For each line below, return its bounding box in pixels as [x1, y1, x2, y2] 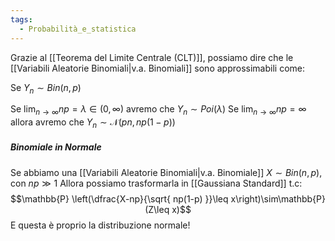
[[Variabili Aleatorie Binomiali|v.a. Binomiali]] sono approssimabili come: [10, 62, 305, 74]
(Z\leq [144, 203, 170, 215]
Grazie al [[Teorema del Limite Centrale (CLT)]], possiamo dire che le [10, 51, 294, 63]
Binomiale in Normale [10, 141, 102, 153]
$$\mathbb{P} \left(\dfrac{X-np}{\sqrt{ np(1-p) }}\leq [10, 192, 229, 205]
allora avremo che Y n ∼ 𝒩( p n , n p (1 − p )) [10, 116, 176, 130]
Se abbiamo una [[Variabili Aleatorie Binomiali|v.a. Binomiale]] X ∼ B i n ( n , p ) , [10, 166, 323, 178]
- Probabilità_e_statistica [19, 24, 137, 34]
